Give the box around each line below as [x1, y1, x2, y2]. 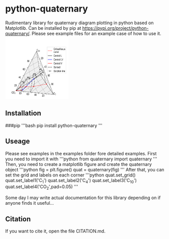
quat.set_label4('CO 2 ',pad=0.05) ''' [5, 184, 78, 191]
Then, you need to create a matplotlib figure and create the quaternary [5, 161, 152, 167]
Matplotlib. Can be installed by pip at [5, 25, 82, 31]
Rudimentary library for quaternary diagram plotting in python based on [5, 20, 154, 26]
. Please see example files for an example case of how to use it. [29, 30, 161, 36]
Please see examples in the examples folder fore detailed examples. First [5, 150, 157, 156]
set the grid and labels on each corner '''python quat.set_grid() [5, 172, 136, 178]
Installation [5, 109, 41, 117]
